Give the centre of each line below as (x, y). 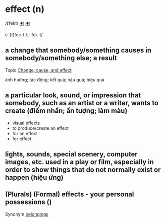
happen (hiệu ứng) (34, 177)
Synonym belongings (27, 214)
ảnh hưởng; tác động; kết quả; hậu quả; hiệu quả (55, 79)
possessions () (28, 202)
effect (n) (25, 9)
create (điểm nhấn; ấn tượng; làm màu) (66, 111)
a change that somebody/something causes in (78, 50)
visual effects (26, 123)
